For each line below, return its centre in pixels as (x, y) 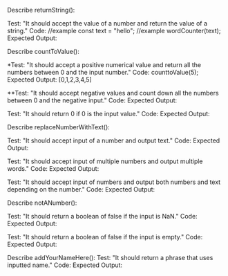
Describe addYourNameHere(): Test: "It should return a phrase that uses (110, 258)
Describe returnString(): (41, 10)
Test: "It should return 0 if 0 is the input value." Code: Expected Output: (108, 114)
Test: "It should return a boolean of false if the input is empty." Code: (105, 237)
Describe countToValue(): (43, 52)
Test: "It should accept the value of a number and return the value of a (107, 23)
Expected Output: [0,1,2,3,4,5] (49, 80)
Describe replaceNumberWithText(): (59, 127)
